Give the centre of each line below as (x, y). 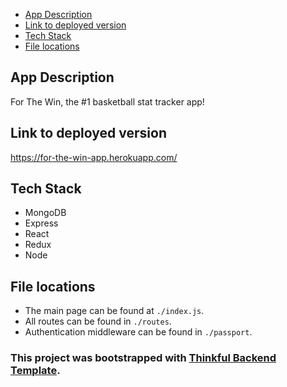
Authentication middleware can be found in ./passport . (138, 332)
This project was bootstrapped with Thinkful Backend (143, 358)
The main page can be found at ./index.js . (114, 311)
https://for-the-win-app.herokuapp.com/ (94, 157)
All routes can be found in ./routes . (98, 321)
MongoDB (45, 213)
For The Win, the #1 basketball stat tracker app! (107, 101)
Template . (35, 371)
